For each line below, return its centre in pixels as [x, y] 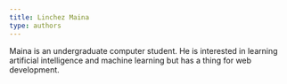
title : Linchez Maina [49, 17]
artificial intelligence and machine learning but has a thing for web [131, 60]
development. [34, 69]
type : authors [36, 26]
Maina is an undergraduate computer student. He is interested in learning [143, 50]
